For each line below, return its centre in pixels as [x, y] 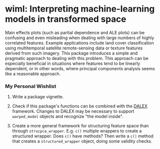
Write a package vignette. [38, 97]
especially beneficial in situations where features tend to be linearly [72, 63]
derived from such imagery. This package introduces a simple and [71, 53]
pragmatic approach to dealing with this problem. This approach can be [77, 58]
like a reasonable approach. [33, 74]
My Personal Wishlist [31, 86]
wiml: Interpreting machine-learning [80, 9]
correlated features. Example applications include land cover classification [80, 43]
